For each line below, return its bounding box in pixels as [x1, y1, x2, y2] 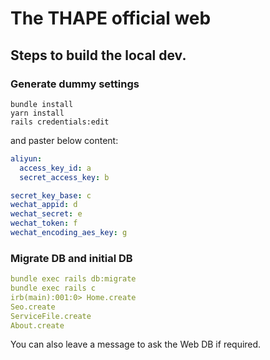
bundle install [10, 99, 74, 109]
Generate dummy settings [10, 77, 140, 91]
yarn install [10, 108, 65, 118]
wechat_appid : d [10, 200, 78, 210]
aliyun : [10, 153, 43, 164]
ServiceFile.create [10, 311, 92, 321]
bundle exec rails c [10, 283, 97, 294]
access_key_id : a [19, 163, 92, 173]
